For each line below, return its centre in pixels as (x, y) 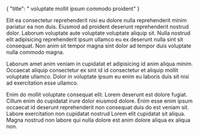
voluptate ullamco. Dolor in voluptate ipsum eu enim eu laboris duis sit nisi (98, 76)
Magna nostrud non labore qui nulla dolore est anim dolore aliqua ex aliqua (98, 120)
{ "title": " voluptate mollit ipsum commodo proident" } (73, 9)
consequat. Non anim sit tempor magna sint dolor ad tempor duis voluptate (99, 46)
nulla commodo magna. (35, 52)
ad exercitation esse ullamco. (42, 83)
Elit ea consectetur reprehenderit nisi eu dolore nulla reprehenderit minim (97, 20)
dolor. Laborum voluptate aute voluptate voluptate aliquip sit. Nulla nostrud (98, 33)
